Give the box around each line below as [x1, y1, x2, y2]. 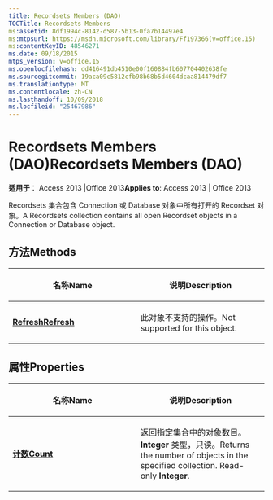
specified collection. [141, 459, 218, 471]
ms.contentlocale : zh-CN [8, 87, 93, 96]
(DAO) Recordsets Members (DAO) [8, 156, 243, 173]
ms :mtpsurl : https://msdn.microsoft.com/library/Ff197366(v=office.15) [8, 34, 256, 43]
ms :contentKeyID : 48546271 [8, 42, 100, 50]
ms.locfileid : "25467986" [8, 103, 96, 111]
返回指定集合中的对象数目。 [141, 427, 247, 438]
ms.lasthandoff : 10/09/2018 [8, 95, 104, 103]
